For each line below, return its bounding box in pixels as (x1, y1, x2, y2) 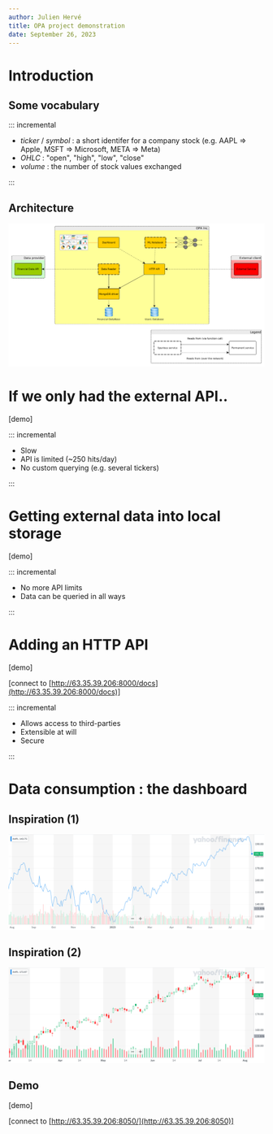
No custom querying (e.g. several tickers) (19, 463, 160, 473)
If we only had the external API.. (8, 387, 228, 406)
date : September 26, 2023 (8, 30, 96, 38)
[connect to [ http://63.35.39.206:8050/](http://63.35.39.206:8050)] (8, 1116, 234, 1126)
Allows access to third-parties (19, 719, 121, 728)
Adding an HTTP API (8, 636, 149, 654)
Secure (19, 736, 45, 745)
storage (8, 524, 63, 543)
